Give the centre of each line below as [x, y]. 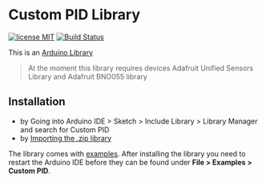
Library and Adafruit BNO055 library [88, 76]
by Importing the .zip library [66, 138]
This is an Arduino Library [51, 52]
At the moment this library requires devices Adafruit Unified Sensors [141, 68]
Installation [37, 102]
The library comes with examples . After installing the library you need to [127, 153]
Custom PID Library [75, 15]
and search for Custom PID [64, 129]
